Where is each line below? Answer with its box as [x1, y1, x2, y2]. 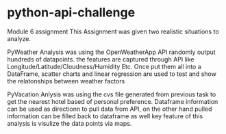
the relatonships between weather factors [7, 77, 125, 85]
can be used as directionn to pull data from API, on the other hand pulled [7, 105, 212, 113]
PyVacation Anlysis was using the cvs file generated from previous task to [7, 90, 216, 98]
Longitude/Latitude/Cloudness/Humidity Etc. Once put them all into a [7, 62, 202, 70]
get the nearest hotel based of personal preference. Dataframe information [7, 97, 218, 105]
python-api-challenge [7, 5, 136, 21]
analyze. [7, 34, 32, 42]
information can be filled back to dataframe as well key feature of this [7, 111, 203, 120]
